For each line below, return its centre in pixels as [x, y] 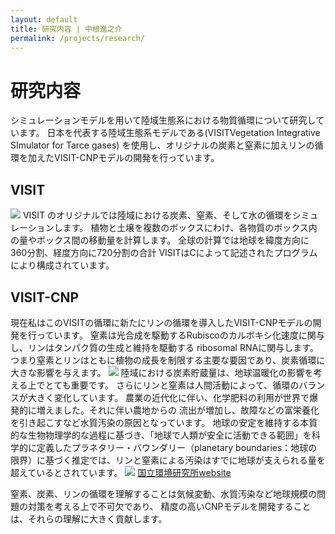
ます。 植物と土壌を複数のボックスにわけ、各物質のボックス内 [190, 228]
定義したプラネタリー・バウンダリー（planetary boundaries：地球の [177, 447]
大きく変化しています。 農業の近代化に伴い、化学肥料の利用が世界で [168, 397]
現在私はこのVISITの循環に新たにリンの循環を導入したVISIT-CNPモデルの [161, 322]
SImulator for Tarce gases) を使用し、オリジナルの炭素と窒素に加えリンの [162, 145]
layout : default [44, 19]
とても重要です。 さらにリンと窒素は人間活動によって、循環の [172, 385]
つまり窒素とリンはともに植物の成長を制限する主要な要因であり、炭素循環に [168, 360]
